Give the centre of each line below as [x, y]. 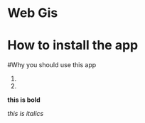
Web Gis [33, 13]
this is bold [24, 100]
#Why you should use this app [52, 65]
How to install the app [73, 46]
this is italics [26, 114]
